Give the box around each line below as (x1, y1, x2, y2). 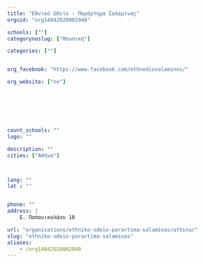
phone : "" (7, 201, 36, 208)
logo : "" (7, 133, 32, 140)
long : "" (7, 176, 32, 183)
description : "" (7, 146, 54, 152)
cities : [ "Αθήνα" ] (7, 152, 60, 159)
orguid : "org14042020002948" (7, 16, 91, 23)
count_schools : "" (7, 127, 60, 134)
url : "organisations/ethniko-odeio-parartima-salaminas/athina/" (7, 226, 198, 233)
